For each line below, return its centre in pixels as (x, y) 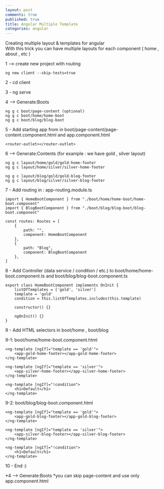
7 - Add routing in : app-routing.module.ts (49, 190)
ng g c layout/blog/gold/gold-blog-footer (51, 176)
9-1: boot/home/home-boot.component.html (51, 340)
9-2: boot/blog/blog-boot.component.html (49, 403)
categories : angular (27, 29)
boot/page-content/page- (91, 130)
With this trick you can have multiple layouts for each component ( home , (82, 49)
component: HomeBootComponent (55, 235)
